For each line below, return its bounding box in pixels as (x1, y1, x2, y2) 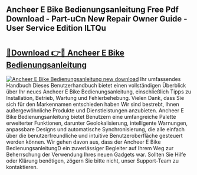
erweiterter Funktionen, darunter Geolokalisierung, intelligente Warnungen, (6, 119, 188, 127)
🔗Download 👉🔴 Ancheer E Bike (6, 47, 125, 58)
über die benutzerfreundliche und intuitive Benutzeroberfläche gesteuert (6, 132, 183, 139)
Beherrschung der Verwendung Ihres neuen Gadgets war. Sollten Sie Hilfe (6, 151, 186, 158)
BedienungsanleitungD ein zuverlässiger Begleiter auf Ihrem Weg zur (6, 145, 174, 151)
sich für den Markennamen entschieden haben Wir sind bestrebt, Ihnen (6, 101, 180, 108)
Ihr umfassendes (140, 76, 181, 82)
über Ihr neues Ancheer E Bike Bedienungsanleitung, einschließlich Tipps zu (6, 88, 192, 95)
